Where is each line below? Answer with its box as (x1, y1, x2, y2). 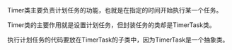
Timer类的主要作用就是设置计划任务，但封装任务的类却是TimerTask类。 (7, 21, 216, 29)
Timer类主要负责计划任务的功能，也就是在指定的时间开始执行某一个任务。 (7, 6, 223, 14)
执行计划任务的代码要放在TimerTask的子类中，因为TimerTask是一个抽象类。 (7, 35, 229, 44)
